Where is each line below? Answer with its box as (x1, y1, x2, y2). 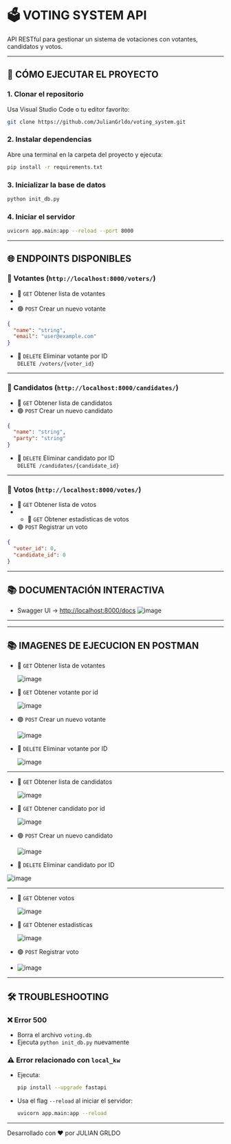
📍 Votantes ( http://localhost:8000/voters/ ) (7, 273, 156, 283)
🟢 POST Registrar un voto (16, 523, 88, 531)
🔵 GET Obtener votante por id (16, 688, 98, 696)
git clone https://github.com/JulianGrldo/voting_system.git (7, 118, 186, 125)
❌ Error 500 (7, 1015, 47, 1025)
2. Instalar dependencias (7, 134, 92, 144)
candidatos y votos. (7, 42, 63, 50)
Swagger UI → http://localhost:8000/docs (16, 606, 136, 614)
